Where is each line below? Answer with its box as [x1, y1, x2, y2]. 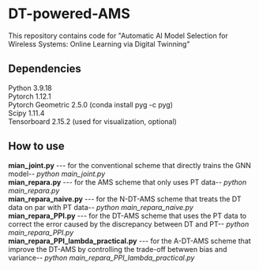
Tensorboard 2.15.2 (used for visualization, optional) [8, 116, 178, 126]
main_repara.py [8, 186, 60, 195]
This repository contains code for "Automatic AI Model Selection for [8, 31, 229, 40]
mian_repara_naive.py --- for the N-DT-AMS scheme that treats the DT [8, 194, 242, 204]
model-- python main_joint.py [8, 169, 106, 178]
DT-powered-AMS [8, 5, 130, 23]
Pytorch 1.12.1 [8, 92, 51, 101]
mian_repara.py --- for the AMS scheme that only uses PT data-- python [8, 177, 247, 186]
